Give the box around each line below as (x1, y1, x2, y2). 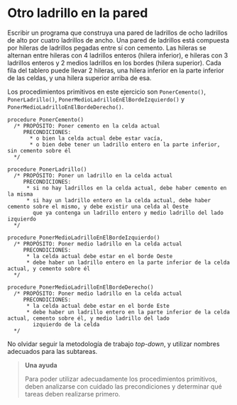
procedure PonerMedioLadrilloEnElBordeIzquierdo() (7, 234, 160, 241)
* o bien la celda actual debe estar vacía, (29, 135, 163, 142)
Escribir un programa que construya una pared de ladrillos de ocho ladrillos (7, 28, 228, 37)
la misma (7, 190, 33, 198)
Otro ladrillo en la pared (7, 5, 148, 21)
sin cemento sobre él (7, 147, 72, 154)
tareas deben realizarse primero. (24, 389, 121, 398)
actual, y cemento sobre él (7, 265, 91, 272)
